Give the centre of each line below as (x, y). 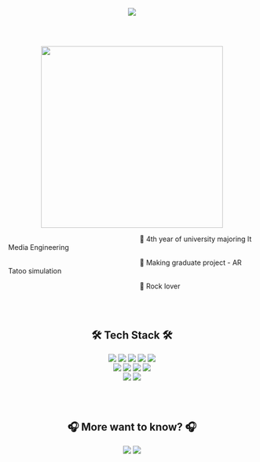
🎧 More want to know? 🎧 (132, 427)
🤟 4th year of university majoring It (196, 239)
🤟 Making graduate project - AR (190, 262)
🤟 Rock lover (160, 286)
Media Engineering (38, 247)
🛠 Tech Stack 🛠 (132, 335)
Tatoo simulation (35, 271)
